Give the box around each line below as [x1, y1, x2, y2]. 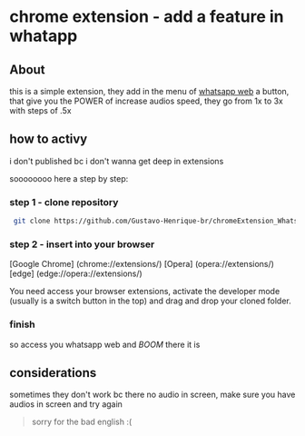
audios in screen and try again [9, 399, 123, 410]
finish [9, 318, 36, 331]
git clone [13, 216, 51, 226]
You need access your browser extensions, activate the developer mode [9, 286, 280, 297]
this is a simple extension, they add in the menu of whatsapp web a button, [9, 86, 290, 96]
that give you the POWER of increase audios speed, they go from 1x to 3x [9, 95, 284, 106]
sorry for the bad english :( [31, 416, 133, 428]
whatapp [9, 25, 78, 46]
